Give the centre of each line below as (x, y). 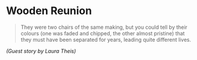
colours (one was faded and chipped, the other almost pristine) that (103, 33)
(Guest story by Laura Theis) (41, 51)
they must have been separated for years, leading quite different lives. (106, 39)
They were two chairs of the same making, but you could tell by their (104, 27)
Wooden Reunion (49, 11)
